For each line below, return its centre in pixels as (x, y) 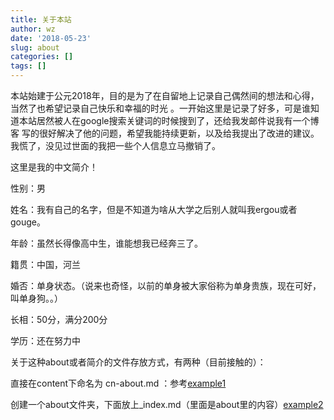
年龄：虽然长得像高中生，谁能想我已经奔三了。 (106, 243)
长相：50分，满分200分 (59, 319)
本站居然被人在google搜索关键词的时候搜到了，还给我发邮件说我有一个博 (169, 120)
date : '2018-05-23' (51, 38)
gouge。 (28, 222)
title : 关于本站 (41, 19)
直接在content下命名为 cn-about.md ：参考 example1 (118, 383)
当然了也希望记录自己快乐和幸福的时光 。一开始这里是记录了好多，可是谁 (160, 108)
